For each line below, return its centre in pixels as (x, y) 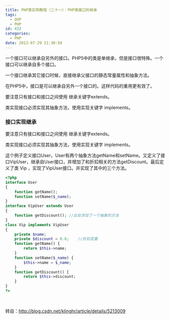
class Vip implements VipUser (37, 225)
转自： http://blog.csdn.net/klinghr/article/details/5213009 (65, 311)
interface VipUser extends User (39, 206)
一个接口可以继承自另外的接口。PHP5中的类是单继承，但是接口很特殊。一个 (84, 58)
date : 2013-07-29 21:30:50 (34, 43)
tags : (11, 15)
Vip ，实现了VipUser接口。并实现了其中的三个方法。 (74, 168)
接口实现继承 (21, 122)
